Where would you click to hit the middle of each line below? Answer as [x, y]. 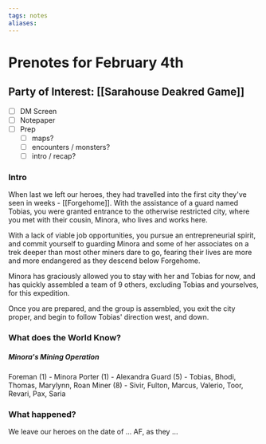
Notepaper [37, 120]
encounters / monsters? [70, 147]
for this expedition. [39, 293]
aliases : [23, 23]
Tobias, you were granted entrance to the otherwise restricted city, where [129, 211]
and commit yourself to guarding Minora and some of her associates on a [129, 244]
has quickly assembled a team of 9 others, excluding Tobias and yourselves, [133, 285]
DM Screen [38, 111]
